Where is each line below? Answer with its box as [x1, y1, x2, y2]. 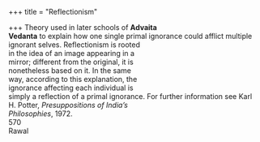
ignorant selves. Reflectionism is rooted [8, 40, 140, 49]
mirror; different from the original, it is [8, 57, 134, 67]
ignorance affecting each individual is [8, 83, 134, 93]
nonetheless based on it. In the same [8, 66, 132, 75]
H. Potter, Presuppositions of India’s [8, 101, 128, 110]
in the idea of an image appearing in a [8, 49, 135, 58]
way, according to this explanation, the [8, 75, 138, 84]
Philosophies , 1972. [8, 109, 73, 118]
